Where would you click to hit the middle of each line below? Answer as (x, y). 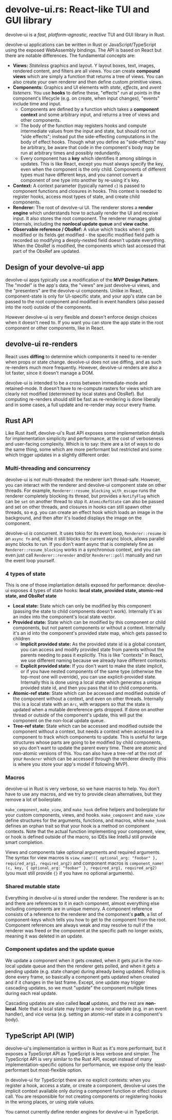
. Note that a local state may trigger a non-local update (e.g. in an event (91, 1008)
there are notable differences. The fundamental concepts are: (71, 56)
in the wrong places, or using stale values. (50, 1101)
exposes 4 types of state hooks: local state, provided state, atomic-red (87, 590)
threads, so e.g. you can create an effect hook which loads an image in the (84, 512)
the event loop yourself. (30, 560)
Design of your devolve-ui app (55, 268)
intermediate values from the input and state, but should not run (88, 131)
